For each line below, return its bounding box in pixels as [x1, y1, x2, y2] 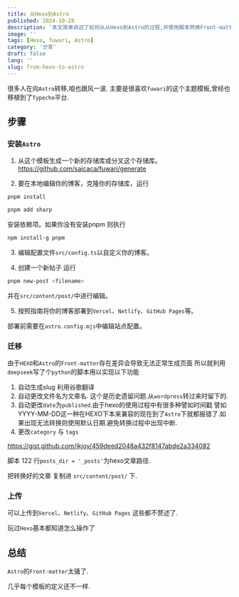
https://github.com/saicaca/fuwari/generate [17, 165, 147, 173]
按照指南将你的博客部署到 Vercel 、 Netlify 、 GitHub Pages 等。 [17, 306, 198, 315]
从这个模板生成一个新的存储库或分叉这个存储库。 [17, 156, 161, 165]
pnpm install [7, 193, 46, 200]
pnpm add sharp [7, 206, 53, 214]
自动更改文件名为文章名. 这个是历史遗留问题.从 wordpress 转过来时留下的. [17, 392, 229, 400]
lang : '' [7, 57, 33, 64]
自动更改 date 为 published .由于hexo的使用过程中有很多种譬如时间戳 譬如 [17, 401, 227, 409]
